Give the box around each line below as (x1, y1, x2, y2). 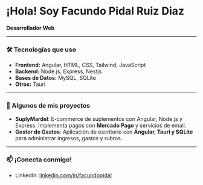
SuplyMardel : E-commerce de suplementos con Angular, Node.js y (14, 115, 183, 122)
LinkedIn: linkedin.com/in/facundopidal (14, 171, 112, 179)
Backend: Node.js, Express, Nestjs (14, 68, 102, 75)
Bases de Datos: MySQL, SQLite (14, 74, 97, 82)
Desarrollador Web (6, 24, 55, 31)
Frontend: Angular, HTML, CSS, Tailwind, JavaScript (14, 62, 146, 69)
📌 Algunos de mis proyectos (6, 102, 91, 110)
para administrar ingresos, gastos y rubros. (14, 134, 123, 141)
